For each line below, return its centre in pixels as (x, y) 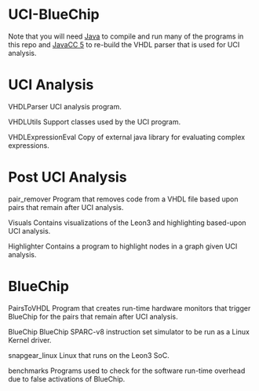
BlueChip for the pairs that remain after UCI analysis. (93, 316)
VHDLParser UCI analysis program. (65, 106)
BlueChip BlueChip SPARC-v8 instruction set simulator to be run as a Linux (129, 331)
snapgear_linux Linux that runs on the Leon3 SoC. (89, 355)
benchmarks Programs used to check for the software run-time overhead (127, 371)
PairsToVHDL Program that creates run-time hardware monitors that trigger (129, 308)
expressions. (29, 145)
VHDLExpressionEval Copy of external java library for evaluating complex (127, 137)
